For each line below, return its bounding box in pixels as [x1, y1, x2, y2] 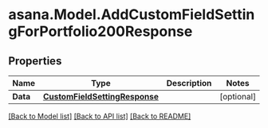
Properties [8, 54, 62, 68]
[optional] [219, 91, 257, 102]
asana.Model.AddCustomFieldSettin [8, 6, 255, 24]
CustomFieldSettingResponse [42, 91, 160, 102]
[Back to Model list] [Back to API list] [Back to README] [8, 111, 191, 121]
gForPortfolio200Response [8, 22, 193, 41]
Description [166, 78, 212, 88]
